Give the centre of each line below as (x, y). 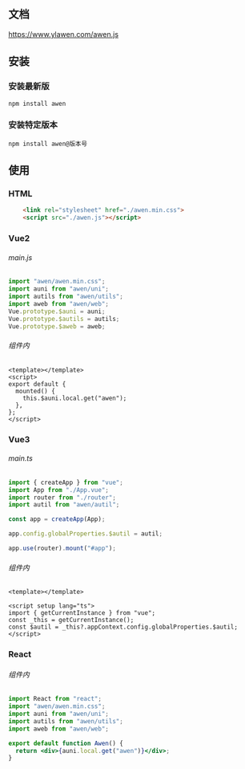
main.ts (21, 458)
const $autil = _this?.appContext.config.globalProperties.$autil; (123, 627)
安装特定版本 (33, 125)
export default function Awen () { (66, 743)
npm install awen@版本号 (48, 144)
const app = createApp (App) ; (57, 519)
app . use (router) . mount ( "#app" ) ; (62, 548)
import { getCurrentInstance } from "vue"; (82, 613)
